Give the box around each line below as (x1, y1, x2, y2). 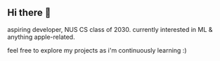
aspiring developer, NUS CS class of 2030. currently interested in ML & (7, 25, 213, 33)
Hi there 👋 (7, 7, 51, 19)
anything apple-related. (7, 33, 75, 41)
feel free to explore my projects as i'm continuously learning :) (7, 46, 187, 54)
